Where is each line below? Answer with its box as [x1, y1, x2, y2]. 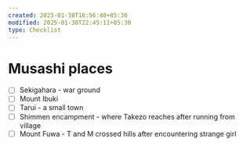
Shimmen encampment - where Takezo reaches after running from [19, 112, 235, 121]
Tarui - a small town [19, 103, 84, 112]
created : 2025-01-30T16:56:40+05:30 [8, 11, 128, 20]
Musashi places [8, 59, 114, 77]
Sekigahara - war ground [19, 85, 100, 94]
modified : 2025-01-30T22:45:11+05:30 [8, 19, 132, 27]
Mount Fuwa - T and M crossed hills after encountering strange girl [19, 129, 237, 138]
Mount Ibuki [19, 94, 59, 104]
